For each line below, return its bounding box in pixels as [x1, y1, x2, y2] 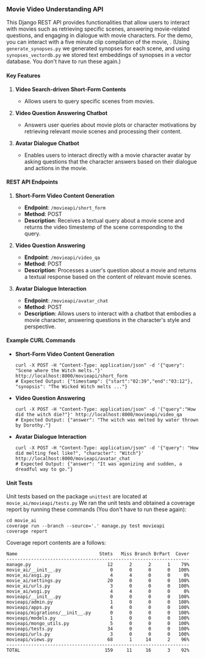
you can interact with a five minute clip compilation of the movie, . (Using [6, 39, 190, 46]
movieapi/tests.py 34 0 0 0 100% [6, 626, 190, 632]
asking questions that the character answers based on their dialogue [24, 158, 197, 165]
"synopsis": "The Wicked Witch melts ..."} [15, 383, 128, 390]
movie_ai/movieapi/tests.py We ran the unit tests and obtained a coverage [6, 499, 195, 507]
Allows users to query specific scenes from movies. [24, 97, 154, 105]
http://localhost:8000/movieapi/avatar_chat [15, 455, 131, 462]
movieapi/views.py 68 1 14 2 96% [6, 637, 190, 643]
